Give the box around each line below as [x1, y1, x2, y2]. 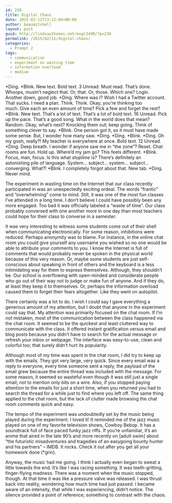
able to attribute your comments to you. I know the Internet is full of [5, 245, 148, 251]
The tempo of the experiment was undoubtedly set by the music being [5, 411, 154, 417]
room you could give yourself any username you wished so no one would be [5, 239, 167, 246]
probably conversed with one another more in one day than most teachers [5, 208, 163, 214]
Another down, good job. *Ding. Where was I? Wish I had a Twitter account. [5, 94, 166, 100]
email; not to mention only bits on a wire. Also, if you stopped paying [5, 379, 150, 385]
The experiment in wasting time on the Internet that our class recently [5, 180, 153, 187]
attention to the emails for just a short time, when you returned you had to [5, 385, 161, 391]
